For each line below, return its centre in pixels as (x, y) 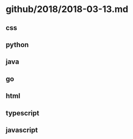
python (17, 44)
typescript (22, 113)
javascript (22, 130)
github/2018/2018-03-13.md (67, 9)
